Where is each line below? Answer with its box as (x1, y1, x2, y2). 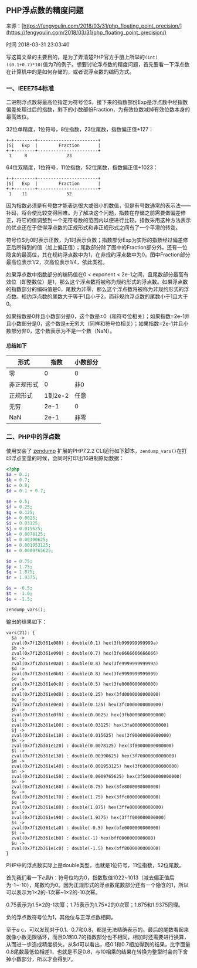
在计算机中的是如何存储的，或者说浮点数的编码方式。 (6, 68, 135, 75)
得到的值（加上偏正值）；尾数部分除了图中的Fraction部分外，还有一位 (21, 244, 188, 251)
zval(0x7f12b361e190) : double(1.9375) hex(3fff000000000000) (11, 814, 167, 820)
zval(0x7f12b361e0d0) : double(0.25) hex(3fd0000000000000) (11, 691, 161, 697)
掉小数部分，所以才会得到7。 (6, 955, 76, 962)
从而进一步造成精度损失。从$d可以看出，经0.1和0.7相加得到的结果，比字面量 (6, 940, 191, 947)
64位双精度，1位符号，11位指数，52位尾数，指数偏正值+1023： (6, 164, 158, 171)
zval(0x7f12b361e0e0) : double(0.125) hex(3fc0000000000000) (11, 702, 164, 708)
